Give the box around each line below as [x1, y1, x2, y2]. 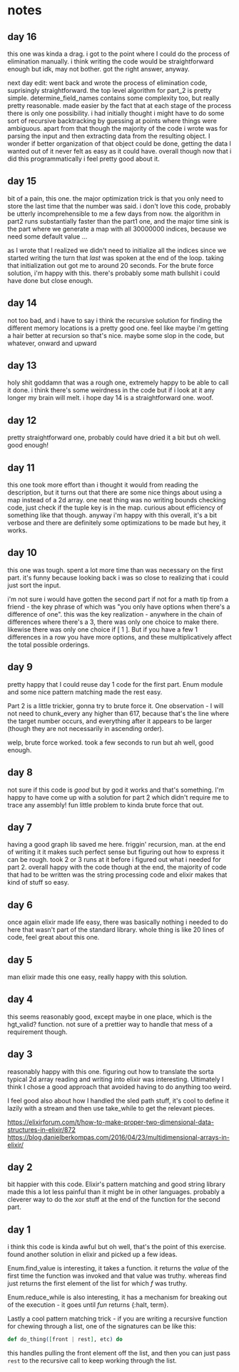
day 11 [7, 462, 35, 474]
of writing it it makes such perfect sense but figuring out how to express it [7, 847, 225, 856]
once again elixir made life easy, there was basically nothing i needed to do [7, 918, 228, 927]
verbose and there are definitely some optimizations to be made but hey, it [7, 519, 226, 527]
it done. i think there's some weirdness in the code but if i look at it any [7, 386, 215, 394]
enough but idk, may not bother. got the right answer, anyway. [7, 65, 190, 73]
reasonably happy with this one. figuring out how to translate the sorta [7, 1067, 214, 1075]
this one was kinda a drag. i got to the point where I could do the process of [7, 49, 230, 58]
